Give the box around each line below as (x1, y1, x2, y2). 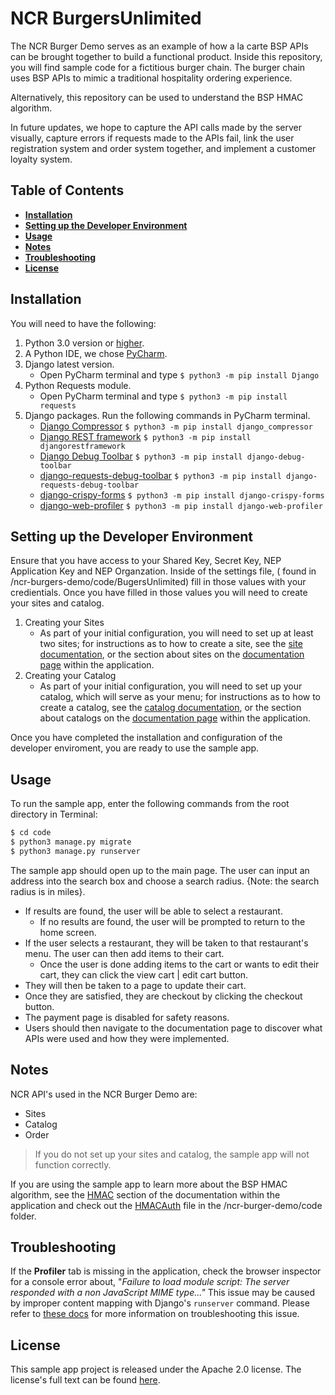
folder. (10, 1210, 37, 1222)
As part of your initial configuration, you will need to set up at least (39, 627, 314, 639)
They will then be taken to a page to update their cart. (24, 979, 247, 991)
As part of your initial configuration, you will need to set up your (39, 680, 303, 692)
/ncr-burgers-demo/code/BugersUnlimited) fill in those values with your (10, 576, 307, 588)
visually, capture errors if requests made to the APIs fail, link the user (10, 132, 295, 144)
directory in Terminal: (10, 808, 98, 821)
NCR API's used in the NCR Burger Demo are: (10, 1088, 198, 1100)
